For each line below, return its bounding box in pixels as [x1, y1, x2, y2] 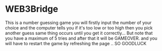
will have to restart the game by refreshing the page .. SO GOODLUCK [5, 40, 147, 46]
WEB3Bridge [5, 3, 58, 15]
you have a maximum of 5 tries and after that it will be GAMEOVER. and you [5, 35, 158, 41]
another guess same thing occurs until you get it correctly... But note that [5, 30, 153, 36]
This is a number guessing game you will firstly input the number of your [5, 20, 152, 25]
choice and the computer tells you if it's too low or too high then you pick [5, 25, 153, 30]
